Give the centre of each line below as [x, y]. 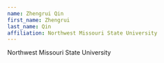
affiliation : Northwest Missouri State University [82, 33]
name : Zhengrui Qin [36, 13]
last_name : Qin [29, 26]
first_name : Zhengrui [39, 20]
